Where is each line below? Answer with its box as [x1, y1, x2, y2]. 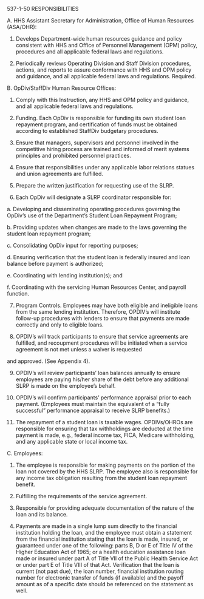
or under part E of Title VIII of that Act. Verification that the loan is [15, 561, 180, 568]
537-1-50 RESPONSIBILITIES [7, 5, 79, 12]
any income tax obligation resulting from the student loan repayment [15, 475, 188, 481]
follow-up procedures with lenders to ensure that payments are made [15, 315, 190, 322]
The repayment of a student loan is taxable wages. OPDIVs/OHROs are [15, 419, 193, 425]
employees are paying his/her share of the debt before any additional [15, 376, 189, 383]
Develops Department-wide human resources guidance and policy [15, 35, 182, 42]
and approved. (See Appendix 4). [7, 357, 90, 365]
